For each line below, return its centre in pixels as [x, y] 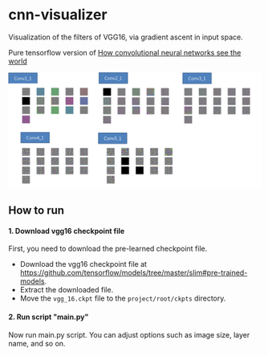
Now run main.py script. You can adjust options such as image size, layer [129, 334]
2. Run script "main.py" [49, 317]
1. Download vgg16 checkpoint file [67, 231]
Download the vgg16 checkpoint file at [83, 264]
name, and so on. [37, 343]
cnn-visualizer [58, 15]
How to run [37, 211]
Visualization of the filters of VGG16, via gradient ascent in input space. [126, 37]
